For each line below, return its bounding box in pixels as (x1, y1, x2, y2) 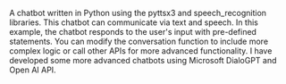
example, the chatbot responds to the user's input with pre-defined (9, 27, 257, 37)
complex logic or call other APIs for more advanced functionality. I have (9, 46, 273, 56)
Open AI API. (9, 64, 56, 75)
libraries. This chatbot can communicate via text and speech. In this (9, 17, 259, 28)
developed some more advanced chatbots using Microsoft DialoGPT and (9, 55, 277, 65)
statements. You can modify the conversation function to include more (9, 36, 269, 46)
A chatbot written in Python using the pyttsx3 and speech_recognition (9, 8, 266, 18)
